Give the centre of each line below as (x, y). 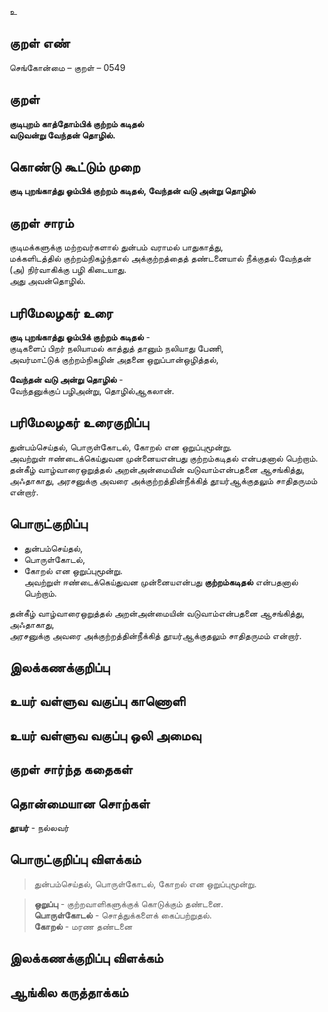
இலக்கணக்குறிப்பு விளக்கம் (86, 958)
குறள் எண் (40, 43)
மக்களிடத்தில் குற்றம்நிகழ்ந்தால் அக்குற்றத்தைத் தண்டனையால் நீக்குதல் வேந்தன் (160, 258)
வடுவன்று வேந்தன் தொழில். (62, 135)
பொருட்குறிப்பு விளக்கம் (75, 859)
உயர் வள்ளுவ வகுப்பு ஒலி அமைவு (105, 735)
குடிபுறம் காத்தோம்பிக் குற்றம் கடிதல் (76, 123)
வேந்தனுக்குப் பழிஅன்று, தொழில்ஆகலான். (92, 391)
